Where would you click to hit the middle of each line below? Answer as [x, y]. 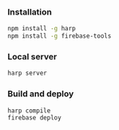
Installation [30, 12]
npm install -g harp [42, 29]
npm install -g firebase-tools [59, 36]
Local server [32, 56]
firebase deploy [34, 118]
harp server [27, 73]
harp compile [29, 111]
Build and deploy [41, 94]
